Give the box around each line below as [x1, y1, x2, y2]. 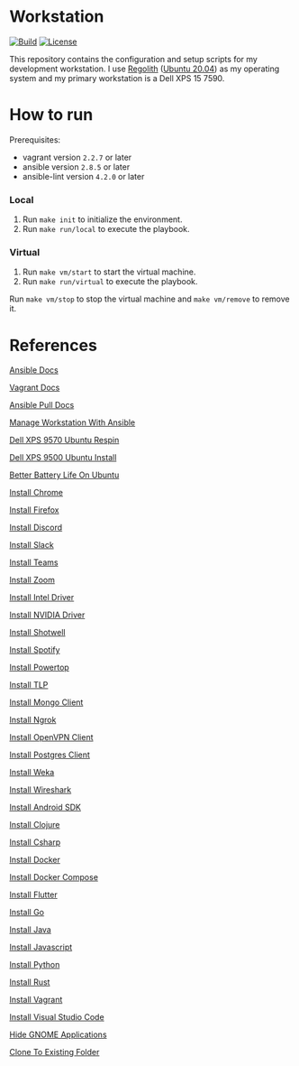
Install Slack [9, 540, 54, 551]
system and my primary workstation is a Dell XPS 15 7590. [9, 72, 225, 83]
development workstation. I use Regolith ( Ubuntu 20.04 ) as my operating [9, 63, 280, 74]
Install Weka [9, 767, 55, 778]
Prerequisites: [9, 134, 61, 145]
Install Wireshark [9, 784, 72, 795]
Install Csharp [9, 837, 61, 848]
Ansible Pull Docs [9, 400, 75, 411]
